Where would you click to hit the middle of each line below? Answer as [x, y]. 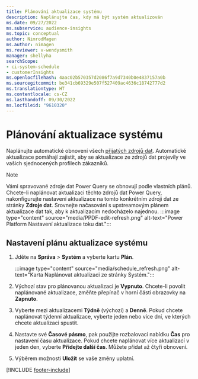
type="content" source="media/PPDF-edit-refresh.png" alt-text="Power [95, 218]
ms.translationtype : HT [36, 89]
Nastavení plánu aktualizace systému [77, 243]
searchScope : [22, 61]
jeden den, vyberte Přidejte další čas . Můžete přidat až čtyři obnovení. [101, 347]
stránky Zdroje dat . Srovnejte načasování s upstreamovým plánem [87, 205]
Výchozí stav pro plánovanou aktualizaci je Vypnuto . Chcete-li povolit [100, 286]
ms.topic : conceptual [33, 34]
